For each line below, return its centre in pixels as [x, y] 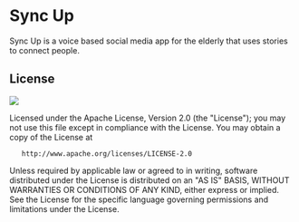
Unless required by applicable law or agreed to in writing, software [134, 170]
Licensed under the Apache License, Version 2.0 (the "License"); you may [148, 118]
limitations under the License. [64, 208]
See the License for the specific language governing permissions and [139, 199]
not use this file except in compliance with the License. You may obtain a [145, 127]
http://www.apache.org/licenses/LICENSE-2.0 [107, 154]
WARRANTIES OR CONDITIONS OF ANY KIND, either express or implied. [144, 189]
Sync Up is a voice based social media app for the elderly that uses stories [149, 41]
